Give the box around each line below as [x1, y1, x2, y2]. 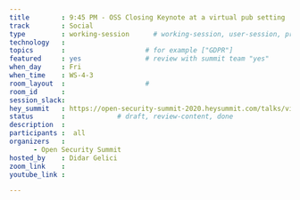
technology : [9, 37, 66, 47]
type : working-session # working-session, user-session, [9, 29, 281, 38]
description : [9, 121, 66, 130]
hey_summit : [9, 104, 66, 113]
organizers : [9, 137, 66, 146]
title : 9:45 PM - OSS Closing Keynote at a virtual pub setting [9, 12, 286, 22]
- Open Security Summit [32, 145, 122, 154]
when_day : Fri [9, 63, 82, 72]
